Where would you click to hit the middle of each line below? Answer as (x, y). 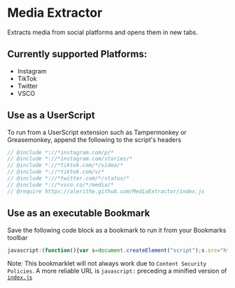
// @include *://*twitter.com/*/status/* (69, 179)
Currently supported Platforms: (77, 54)
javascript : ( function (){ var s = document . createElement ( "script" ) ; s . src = (114, 250)
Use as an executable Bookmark (79, 214)
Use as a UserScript (51, 116)
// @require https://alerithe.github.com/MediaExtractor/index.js (106, 191)
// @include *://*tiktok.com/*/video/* (65, 166)
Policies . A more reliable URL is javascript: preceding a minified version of (117, 271)
